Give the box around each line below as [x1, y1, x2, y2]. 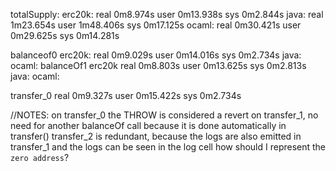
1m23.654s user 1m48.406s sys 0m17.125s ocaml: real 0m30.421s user [10, 19, 302, 31]
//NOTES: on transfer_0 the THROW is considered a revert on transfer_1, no [10, 109, 319, 121]
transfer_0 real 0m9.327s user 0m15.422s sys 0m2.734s [10, 90, 242, 101]
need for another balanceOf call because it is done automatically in [10, 120, 287, 131]
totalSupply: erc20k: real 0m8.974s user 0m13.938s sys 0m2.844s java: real [10, 9, 324, 20]
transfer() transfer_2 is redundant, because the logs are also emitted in [10, 130, 302, 142]
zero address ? [10, 152, 70, 163]
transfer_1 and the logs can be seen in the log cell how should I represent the [10, 141, 327, 153]
